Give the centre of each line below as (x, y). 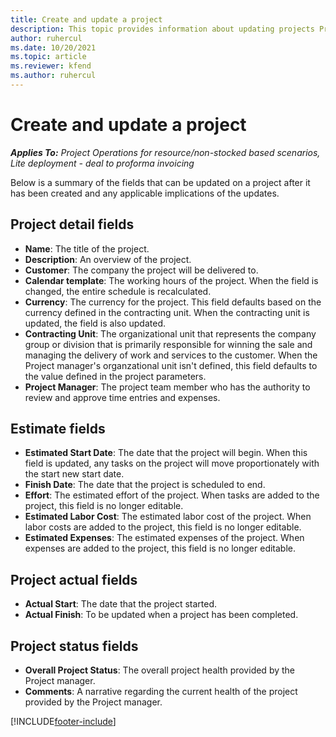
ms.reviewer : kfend (51, 66)
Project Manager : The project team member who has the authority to (167, 387)
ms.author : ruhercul (53, 76)
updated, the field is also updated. (95, 323)
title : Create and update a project (86, 19)
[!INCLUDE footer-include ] (63, 722)
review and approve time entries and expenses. (122, 397)
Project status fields (74, 646)
